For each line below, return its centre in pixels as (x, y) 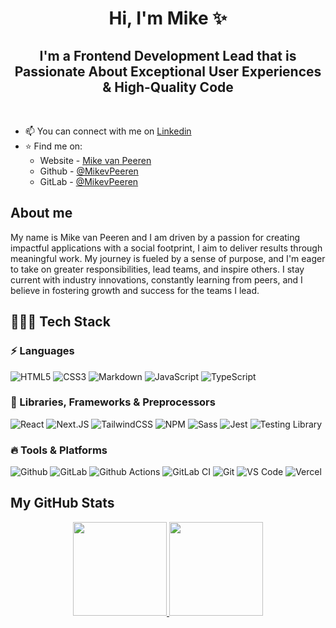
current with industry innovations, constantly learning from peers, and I (156, 279)
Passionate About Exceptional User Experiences (168, 71)
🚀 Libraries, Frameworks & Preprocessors (113, 402)
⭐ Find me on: (53, 146)
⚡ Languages (42, 351)
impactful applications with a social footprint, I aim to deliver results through (166, 248)
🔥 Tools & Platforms (59, 450)
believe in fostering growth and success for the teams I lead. (135, 290)
